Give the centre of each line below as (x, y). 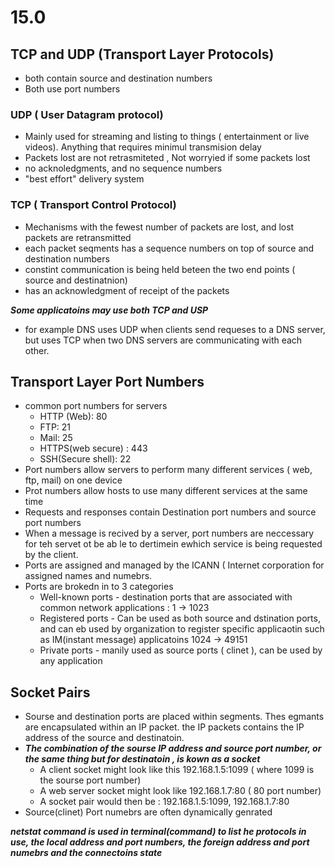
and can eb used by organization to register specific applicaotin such (182, 629)
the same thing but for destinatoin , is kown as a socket (142, 759)
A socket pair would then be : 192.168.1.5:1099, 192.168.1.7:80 (164, 802)
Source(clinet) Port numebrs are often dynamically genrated (148, 812)
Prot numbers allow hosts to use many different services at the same (166, 491)
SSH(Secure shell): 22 (85, 459)
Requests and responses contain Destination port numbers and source (170, 512)
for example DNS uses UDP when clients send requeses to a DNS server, (175, 329)
